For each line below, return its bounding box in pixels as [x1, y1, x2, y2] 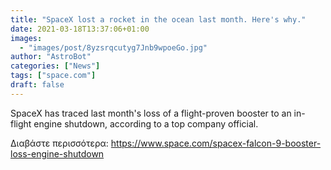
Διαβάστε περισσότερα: [10, 137, 109, 149]
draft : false [10, 80, 65, 90]
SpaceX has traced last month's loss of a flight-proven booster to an [10, 107, 292, 119]
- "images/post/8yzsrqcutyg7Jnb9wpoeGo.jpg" [19, 42, 208, 53]
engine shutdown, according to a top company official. [33, 117, 259, 130]
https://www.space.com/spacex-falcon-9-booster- [110, 137, 322, 149]
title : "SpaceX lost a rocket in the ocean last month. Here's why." [10, 14, 307, 25]
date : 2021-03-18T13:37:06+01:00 [10, 24, 150, 34]
